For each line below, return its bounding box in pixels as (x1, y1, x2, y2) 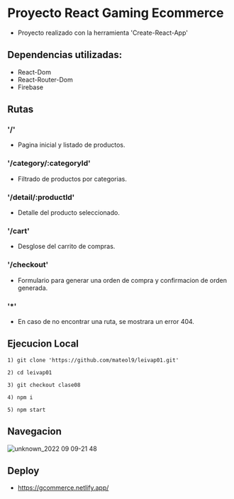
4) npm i (7, 393, 33, 401)
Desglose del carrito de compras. (17, 242, 116, 251)
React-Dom (17, 67, 52, 76)
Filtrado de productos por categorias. (17, 174, 128, 183)
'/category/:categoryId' (7, 158, 91, 168)
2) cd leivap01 (7, 369, 52, 376)
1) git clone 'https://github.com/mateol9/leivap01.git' (7, 357, 179, 364)
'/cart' (7, 225, 30, 235)
